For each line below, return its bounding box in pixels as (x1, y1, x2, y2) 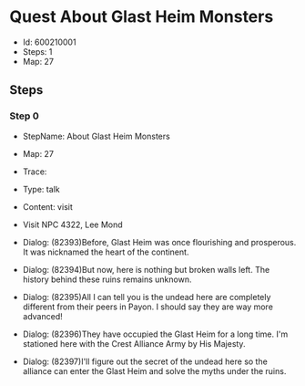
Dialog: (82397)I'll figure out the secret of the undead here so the (22, 356, 269, 367)
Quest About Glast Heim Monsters (9, 6, 274, 27)
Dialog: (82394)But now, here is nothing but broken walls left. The (22, 264, 270, 275)
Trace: (22, 166, 47, 177)
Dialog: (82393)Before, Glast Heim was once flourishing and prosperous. (22, 236, 297, 247)
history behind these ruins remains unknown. (22, 274, 192, 285)
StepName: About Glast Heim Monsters (22, 130, 170, 141)
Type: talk (22, 183, 61, 194)
